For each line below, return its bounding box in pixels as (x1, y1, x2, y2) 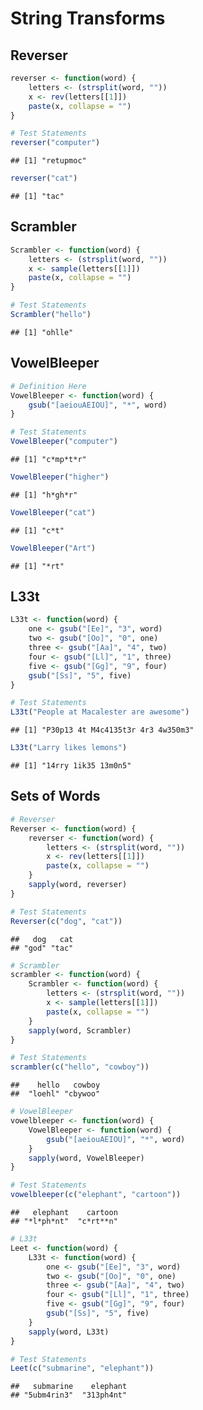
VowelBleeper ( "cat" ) (10, 507, 97, 517)
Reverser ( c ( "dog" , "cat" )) (10, 916, 123, 926)
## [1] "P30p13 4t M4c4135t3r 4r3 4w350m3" (10, 725, 195, 736)
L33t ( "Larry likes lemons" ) (10, 743, 128, 753)
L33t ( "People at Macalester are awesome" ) (10, 707, 190, 717)
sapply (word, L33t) (28, 1327, 110, 1337)
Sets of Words (10, 788, 101, 805)
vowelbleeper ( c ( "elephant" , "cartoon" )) (10, 1190, 182, 1200)
